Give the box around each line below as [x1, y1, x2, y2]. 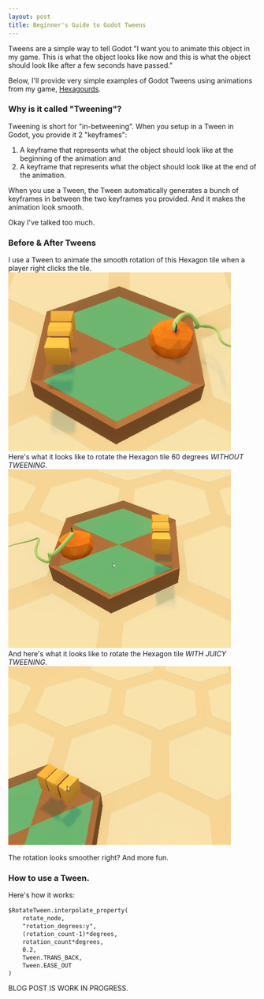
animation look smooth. [8, 202, 84, 212]
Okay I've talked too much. [8, 217, 95, 227]
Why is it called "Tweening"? [8, 103, 122, 114]
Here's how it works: [8, 890, 76, 900]
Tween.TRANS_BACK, [22, 954, 83, 962]
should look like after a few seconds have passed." [8, 60, 173, 70]
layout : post [8, 13, 51, 20]
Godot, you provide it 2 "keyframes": [8, 130, 128, 139]
